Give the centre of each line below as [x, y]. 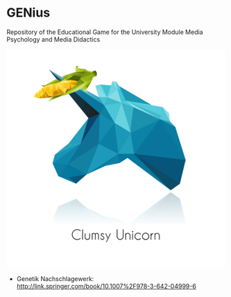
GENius [28, 13]
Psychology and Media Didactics [53, 39]
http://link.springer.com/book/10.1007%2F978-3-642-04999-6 [106, 286]
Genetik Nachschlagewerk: [55, 278]
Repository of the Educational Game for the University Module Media [105, 32]
